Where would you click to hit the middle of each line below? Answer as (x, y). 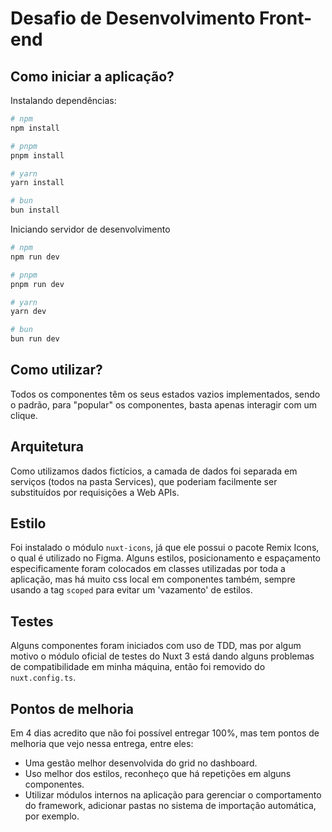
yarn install (37, 183)
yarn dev (28, 312)
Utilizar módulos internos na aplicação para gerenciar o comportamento (173, 795)
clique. (24, 415)
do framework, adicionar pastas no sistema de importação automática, (170, 806)
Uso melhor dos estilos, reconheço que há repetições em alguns (158, 774)
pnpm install (37, 155)
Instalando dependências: (63, 100)
